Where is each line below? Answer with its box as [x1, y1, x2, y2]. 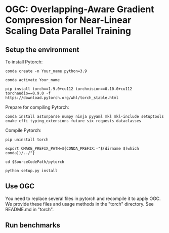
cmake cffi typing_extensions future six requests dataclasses [5, 118, 142, 123]
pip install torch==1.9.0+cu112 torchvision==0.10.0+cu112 [5, 86, 133, 91]
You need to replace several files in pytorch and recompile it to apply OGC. [5, 195, 161, 202]
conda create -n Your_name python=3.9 [5, 69, 87, 74]
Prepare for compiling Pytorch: [5, 104, 69, 110]
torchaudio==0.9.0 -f [5, 91, 51, 96]
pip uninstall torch [5, 137, 49, 142]
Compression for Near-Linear [5, 14, 132, 26]
